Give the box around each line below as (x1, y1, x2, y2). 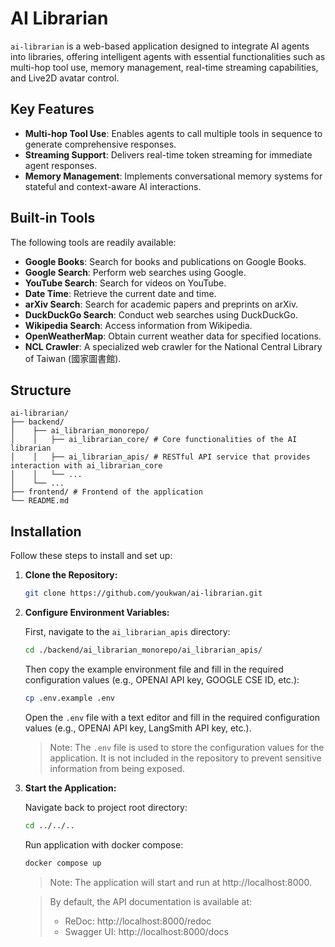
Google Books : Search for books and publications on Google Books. (24, 255, 307, 267)
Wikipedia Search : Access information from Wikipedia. (24, 319, 253, 331)
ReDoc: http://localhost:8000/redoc (64, 915, 212, 927)
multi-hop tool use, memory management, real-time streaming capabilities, (10, 61, 319, 73)
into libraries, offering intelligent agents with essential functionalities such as (10, 50, 326, 62)
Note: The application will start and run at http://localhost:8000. (49, 876, 312, 888)
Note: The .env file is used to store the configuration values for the (49, 741, 325, 753)
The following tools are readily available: (10, 236, 177, 248)
